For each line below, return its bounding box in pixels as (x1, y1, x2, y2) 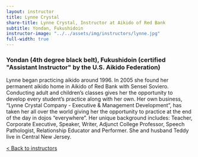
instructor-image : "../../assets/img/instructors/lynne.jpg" (6, 31, 161, 37)
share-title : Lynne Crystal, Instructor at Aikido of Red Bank (6, 20, 166, 25)
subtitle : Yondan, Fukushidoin (6, 25, 84, 31)
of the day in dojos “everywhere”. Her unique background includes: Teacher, (6, 114, 193, 121)
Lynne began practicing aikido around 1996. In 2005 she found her (6, 76, 169, 84)
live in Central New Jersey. (6, 133, 72, 140)
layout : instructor (6, 8, 55, 15)
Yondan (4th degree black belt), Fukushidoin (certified (6, 56, 166, 64)
